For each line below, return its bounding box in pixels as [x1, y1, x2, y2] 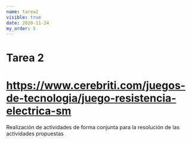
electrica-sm [6, 104, 72, 117]
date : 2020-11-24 [6, 20, 49, 26]
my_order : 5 [6, 25, 36, 32]
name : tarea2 [6, 8, 39, 15]
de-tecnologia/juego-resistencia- [6, 91, 176, 105]
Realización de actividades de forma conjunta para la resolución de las [6, 124, 180, 131]
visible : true [6, 14, 42, 20]
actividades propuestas [6, 130, 64, 138]
